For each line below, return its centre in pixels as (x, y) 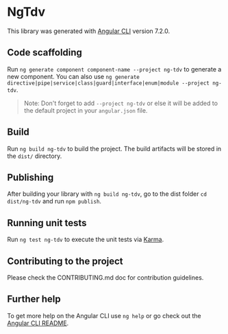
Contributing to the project (65, 261)
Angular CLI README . (38, 323)
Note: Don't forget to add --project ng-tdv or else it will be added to (121, 103)
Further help (34, 299)
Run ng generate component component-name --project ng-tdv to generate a (114, 69)
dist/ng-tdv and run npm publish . (54, 201)
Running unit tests (47, 223)
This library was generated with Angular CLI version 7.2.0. (88, 31)
